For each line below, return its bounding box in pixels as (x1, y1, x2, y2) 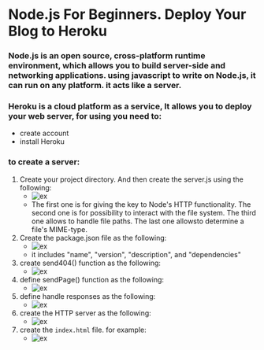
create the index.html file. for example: (19, 325, 147, 334)
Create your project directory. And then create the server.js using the (19, 175, 244, 184)
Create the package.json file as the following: (19, 233, 167, 242)
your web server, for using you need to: (8, 111, 162, 122)
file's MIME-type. (31, 224, 88, 234)
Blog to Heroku (8, 22, 108, 40)
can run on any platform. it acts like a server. (8, 80, 182, 91)
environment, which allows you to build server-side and (8, 61, 226, 72)
